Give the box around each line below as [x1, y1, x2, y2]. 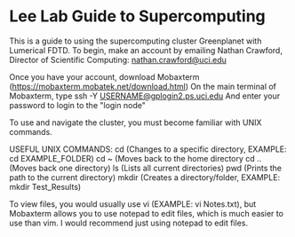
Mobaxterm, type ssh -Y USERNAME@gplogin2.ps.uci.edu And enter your [9, 91, 281, 101]
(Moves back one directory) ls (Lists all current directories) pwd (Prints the [9, 162, 283, 173]
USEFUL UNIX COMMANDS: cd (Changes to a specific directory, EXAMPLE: [9, 144, 287, 154]
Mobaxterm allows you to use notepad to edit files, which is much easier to [9, 208, 284, 218]
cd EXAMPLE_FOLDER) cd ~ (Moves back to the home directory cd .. [9, 153, 262, 163]
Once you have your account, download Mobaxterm [9, 71, 200, 82]
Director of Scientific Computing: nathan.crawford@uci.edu [9, 54, 227, 65]
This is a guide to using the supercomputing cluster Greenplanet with [9, 36, 262, 46]
